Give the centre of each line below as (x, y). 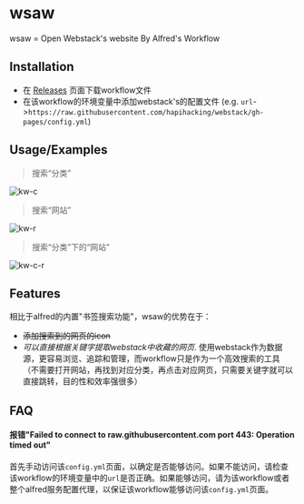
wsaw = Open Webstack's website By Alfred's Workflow (115, 38)
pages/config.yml (55, 122)
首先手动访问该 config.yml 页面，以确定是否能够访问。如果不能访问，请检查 (149, 466)
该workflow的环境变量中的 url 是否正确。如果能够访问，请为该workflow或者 (150, 478)
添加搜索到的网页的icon (66, 336)
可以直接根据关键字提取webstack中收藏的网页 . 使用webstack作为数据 (152, 348)
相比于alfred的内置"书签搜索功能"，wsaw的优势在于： (110, 317)
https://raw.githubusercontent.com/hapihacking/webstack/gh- (147, 112)
